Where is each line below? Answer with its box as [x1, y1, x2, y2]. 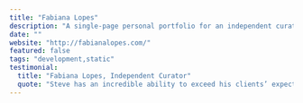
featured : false [9, 47, 70, 56]
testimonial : [9, 64, 59, 73]
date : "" [9, 30, 42, 39]
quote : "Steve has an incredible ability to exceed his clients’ [17, 80, 269, 89]
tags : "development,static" [9, 55, 115, 64]
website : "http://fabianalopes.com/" [9, 38, 151, 47]
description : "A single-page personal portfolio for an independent [9, 21, 272, 30]
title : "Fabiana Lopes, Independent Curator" [17, 72, 192, 81]
